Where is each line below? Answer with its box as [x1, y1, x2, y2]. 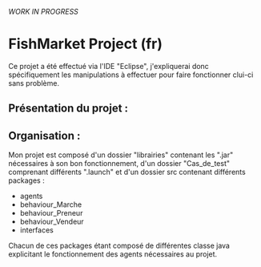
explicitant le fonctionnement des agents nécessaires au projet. [8, 249, 218, 259]
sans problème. [8, 78, 60, 87]
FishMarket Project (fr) [8, 35, 163, 53]
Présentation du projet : [8, 102, 129, 115]
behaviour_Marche [19, 200, 82, 209]
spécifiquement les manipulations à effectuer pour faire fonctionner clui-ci [8, 70, 254, 79]
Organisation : [8, 128, 81, 143]
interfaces [19, 225, 54, 235]
